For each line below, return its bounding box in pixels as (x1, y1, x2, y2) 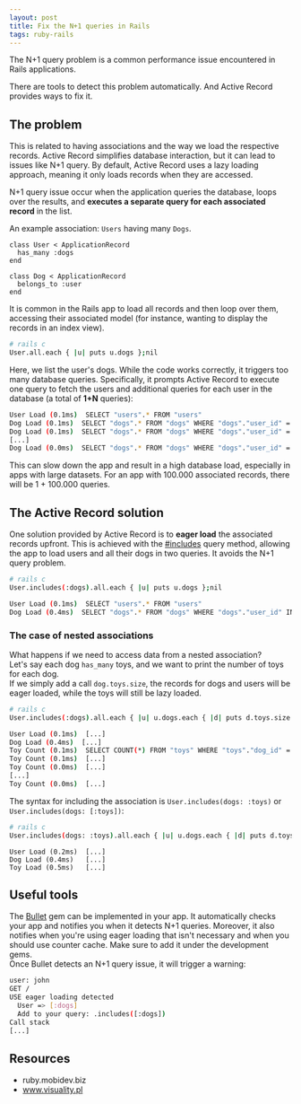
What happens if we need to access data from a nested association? (9, 649, 262, 660)
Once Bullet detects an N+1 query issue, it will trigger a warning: (9, 959, 246, 969)
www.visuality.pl (21, 1084, 83, 1095)
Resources (9, 1051, 71, 1066)
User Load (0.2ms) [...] (9, 847, 106, 856)
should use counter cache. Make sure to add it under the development (9, 940, 269, 951)
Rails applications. (9, 64, 76, 74)
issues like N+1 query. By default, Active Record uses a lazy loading (9, 160, 259, 171)
